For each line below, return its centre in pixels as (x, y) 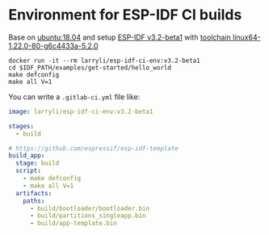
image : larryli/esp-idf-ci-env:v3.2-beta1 (81, 111)
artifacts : (34, 193)
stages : (21, 126)
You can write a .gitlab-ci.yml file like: (74, 97)
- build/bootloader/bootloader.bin (90, 208)
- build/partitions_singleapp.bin (88, 216)
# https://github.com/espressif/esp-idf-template (94, 148)
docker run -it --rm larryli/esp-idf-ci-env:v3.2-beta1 (104, 61)
